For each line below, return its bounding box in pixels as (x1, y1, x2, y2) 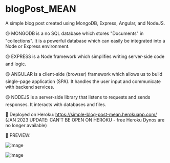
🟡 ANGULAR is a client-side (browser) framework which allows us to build (5, 71, 163, 77)
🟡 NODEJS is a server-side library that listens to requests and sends (5, 94, 151, 100)
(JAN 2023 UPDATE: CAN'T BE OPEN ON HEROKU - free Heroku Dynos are (5, 116, 165, 123)
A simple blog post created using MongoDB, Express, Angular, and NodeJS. (5, 20, 165, 26)
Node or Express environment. (5, 43, 70, 49)
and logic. (5, 60, 27, 67)
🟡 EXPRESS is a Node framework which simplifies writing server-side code (5, 53, 165, 59)
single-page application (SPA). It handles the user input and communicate (5, 78, 161, 85)
